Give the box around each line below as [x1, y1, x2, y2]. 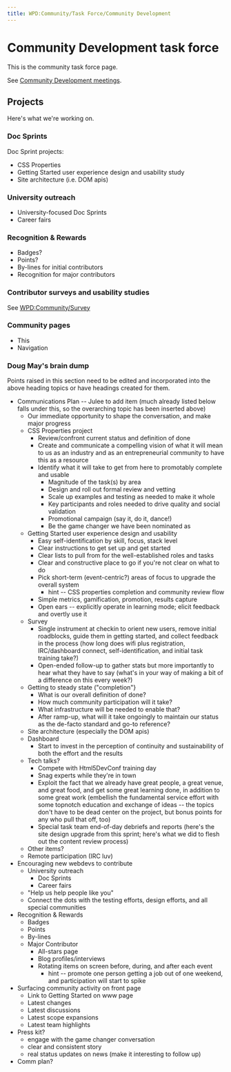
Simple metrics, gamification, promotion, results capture [37, 595, 198, 604]
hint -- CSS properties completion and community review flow [48, 588, 225, 596]
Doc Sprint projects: [7, 147, 64, 155]
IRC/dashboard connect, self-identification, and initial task [37, 647, 203, 655]
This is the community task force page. [7, 63, 119, 71]
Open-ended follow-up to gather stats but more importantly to [37, 661, 214, 670]
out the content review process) [37, 837, 129, 846]
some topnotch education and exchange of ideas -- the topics [37, 801, 214, 809]
